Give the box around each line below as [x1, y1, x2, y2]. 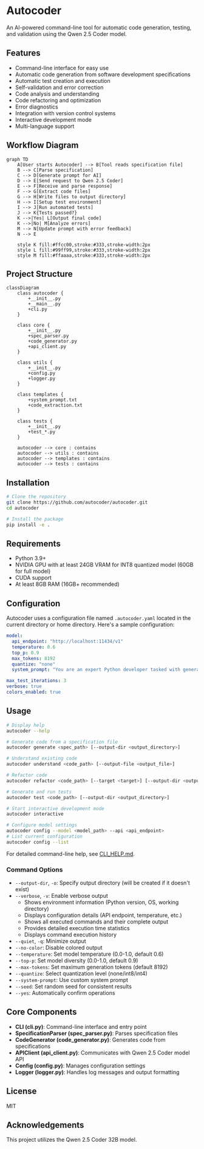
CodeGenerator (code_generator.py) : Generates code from [15, 1036, 166, 1043]
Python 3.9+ [15, 555, 47, 562]
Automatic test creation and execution [15, 77, 110, 84]
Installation [6, 477, 50, 488]
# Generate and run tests [6, 789, 72, 795]
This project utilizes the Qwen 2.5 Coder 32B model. [6, 1136, 137, 1144]
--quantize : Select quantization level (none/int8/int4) [15, 970, 148, 977]
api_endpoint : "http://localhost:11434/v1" [12, 638, 123, 645]
